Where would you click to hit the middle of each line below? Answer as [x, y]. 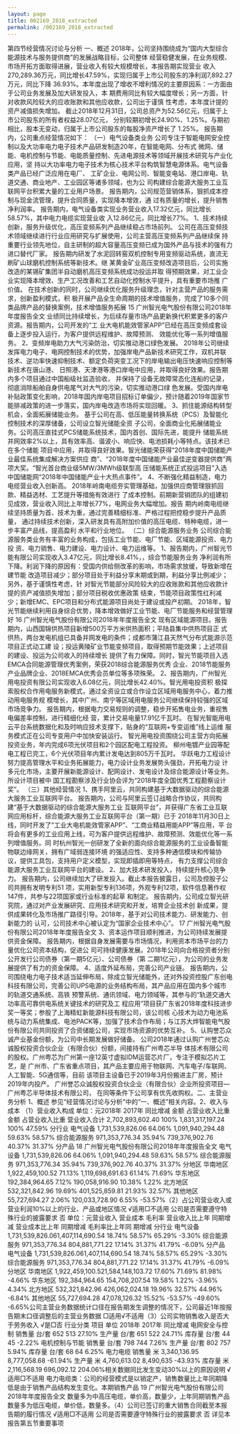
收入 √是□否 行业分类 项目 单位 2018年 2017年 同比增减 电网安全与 [124, 1325]
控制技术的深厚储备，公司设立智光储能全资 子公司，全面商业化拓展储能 [111, 423]
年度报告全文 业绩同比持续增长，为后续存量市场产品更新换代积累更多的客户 [118, 316]
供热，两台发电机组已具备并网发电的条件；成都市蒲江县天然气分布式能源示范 [120, 638]
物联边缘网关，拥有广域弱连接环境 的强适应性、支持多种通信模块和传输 [111, 852]
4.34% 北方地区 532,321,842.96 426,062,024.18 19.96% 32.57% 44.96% [115, 1289]
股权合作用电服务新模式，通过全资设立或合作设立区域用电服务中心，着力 [120, 691]
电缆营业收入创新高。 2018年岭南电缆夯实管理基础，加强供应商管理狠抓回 [115, 486]
